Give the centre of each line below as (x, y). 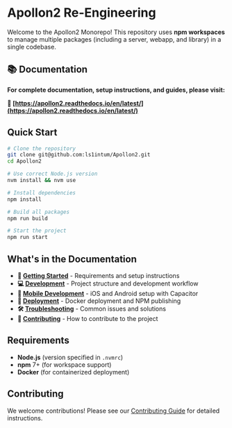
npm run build (28, 218)
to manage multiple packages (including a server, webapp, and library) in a (114, 39)
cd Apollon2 (24, 161)
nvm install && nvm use (42, 181)
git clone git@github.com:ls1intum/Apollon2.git (79, 155)
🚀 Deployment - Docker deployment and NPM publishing (99, 301)
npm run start (28, 238)
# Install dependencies (42, 192)
